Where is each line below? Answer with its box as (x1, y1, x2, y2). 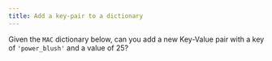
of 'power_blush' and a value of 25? (8, 42, 128, 53)
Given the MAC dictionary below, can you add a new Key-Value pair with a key (8, 34, 265, 44)
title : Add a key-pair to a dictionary (8, 11, 144, 20)
